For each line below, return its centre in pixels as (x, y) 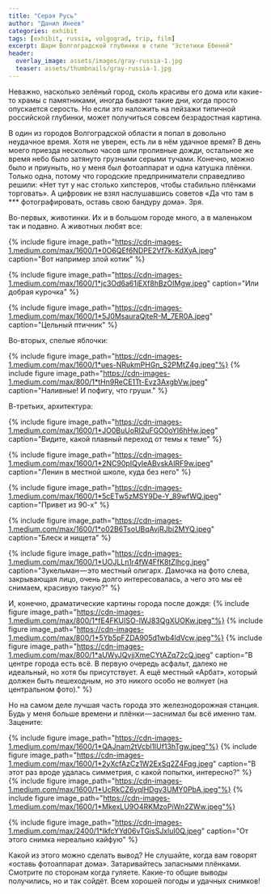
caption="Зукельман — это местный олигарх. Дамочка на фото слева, (129, 570)
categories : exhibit (43, 31)
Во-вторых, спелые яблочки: (58, 340)
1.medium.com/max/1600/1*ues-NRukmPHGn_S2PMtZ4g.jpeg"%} (119, 364)
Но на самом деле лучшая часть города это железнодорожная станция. (134, 705)
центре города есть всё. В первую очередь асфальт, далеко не (118, 663)
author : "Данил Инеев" (47, 23)
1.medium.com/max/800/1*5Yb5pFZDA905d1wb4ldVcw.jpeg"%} (116, 638)
